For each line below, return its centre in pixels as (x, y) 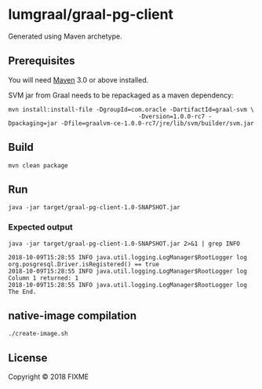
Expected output (40, 227)
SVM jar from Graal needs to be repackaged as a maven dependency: (121, 95)
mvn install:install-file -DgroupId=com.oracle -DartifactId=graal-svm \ (131, 109)
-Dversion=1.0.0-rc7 (171, 116)
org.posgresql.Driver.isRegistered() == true (84, 264)
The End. (22, 292)
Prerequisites (42, 61)
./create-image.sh (38, 334)
